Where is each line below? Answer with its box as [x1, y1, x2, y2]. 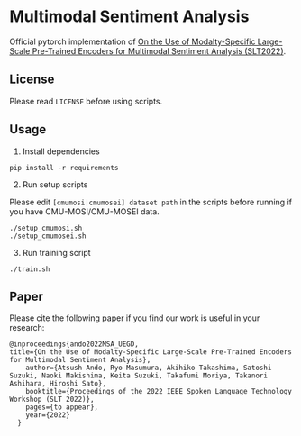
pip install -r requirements [9, 163, 119, 172]
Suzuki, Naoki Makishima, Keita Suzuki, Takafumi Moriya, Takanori [9, 371, 269, 380]
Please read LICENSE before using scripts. [9, 95, 163, 106]
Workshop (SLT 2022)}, [9, 395, 95, 404]
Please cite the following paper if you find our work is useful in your [9, 313, 260, 323]
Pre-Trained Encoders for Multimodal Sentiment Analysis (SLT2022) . [32, 45, 287, 56]
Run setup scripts [22, 178, 88, 190]
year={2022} [25, 411, 70, 420]
